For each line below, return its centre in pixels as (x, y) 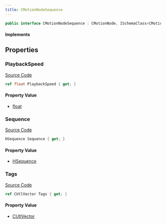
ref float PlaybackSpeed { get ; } (41, 84)
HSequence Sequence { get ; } (35, 139)
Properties (22, 50)
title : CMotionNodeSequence (34, 10)
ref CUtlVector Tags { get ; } (36, 194)
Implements (18, 35)
